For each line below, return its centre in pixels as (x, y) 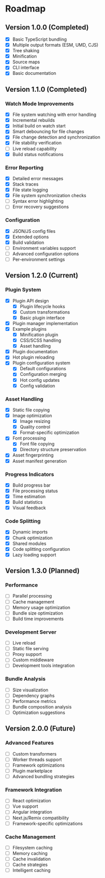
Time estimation (29, 496)
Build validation (28, 242)
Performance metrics (34, 701)
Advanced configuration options (45, 253)
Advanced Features (29, 743)
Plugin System (23, 290)
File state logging (30, 190)
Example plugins (29, 329)
